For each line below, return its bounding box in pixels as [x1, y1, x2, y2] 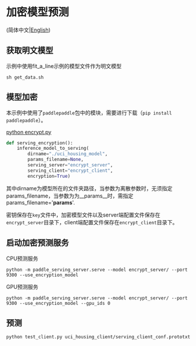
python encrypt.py [6, 128, 52, 135]
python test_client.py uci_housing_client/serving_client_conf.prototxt [6, 334, 191, 340]
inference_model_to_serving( [17, 146, 89, 152]
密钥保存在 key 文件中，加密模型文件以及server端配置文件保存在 [6, 211, 161, 218]
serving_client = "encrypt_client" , [27, 168, 113, 174]
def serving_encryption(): [6, 140, 73, 146]
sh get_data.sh [6, 74, 44, 81]
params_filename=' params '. [6, 199, 76, 206]
